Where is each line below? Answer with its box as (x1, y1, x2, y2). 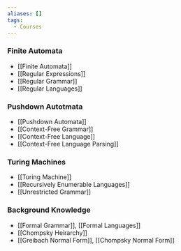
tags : (7, 17, 23, 24)
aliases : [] (7, 10, 42, 17)
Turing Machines (7, 157, 66, 167)
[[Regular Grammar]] (17, 77, 78, 85)
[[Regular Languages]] (17, 84, 82, 93)
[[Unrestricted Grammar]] (17, 188, 92, 196)
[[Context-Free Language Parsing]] (17, 139, 119, 148)
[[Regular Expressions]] (17, 69, 86, 77)
